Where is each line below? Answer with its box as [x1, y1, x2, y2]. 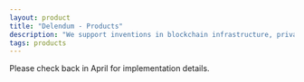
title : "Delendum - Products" [9, 22, 124, 31]
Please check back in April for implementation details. [9, 63, 210, 74]
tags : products [9, 38, 67, 48]
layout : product [9, 13, 71, 23]
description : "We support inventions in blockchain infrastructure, [9, 30, 273, 39]
